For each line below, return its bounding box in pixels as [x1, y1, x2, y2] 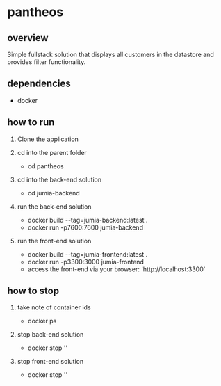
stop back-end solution [17, 330, 84, 339]
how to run [7, 116, 55, 129]
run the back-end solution [17, 202, 92, 211]
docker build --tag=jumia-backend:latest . [27, 216, 148, 224]
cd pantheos [27, 161, 64, 170]
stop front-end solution [17, 357, 84, 366]
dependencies [7, 78, 71, 90]
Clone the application [17, 135, 79, 143]
